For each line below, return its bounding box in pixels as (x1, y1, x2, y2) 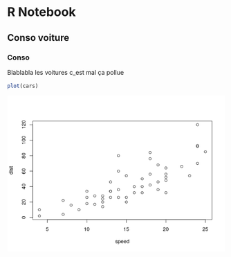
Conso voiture (7, 32, 70, 44)
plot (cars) (7, 82, 39, 89)
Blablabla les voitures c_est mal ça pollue (7, 68, 124, 76)
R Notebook (7, 4, 76, 20)
